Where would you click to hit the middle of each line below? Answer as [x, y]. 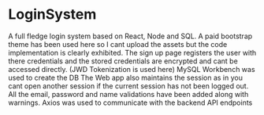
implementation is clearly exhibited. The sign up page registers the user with [132, 52]
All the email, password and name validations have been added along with [128, 94]
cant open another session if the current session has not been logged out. [128, 86]
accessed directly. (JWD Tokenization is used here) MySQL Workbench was [132, 69]
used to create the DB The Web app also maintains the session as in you [125, 77]
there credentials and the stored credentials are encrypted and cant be [123, 61]
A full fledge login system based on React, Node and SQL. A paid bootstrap [130, 36]
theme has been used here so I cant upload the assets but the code [118, 44]
